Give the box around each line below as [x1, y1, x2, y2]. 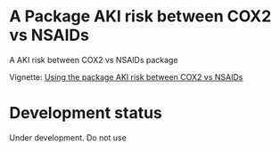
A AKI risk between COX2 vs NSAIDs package [9, 54, 178, 65]
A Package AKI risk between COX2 [9, 6, 272, 27]
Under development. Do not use [9, 132, 127, 143]
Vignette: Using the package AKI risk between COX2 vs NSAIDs [9, 71, 243, 82]
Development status [9, 103, 163, 124]
